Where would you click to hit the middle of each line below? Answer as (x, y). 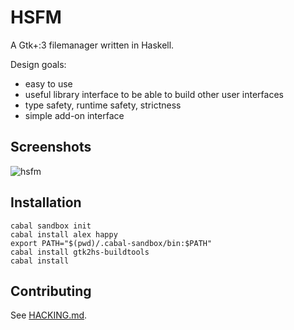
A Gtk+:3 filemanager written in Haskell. (92, 45)
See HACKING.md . (49, 315)
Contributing (51, 291)
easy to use (48, 83)
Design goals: (38, 64)
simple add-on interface (74, 115)
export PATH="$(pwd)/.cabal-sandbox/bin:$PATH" (111, 243)
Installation (46, 202)
